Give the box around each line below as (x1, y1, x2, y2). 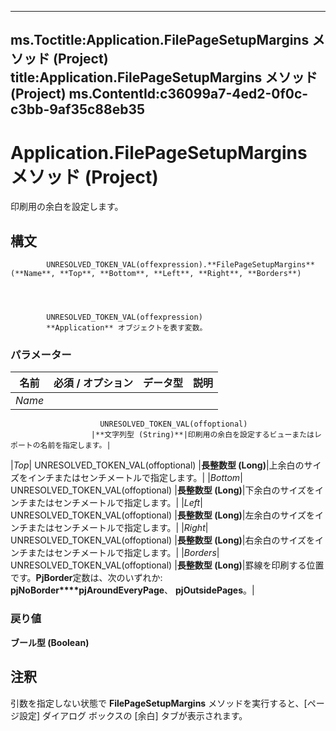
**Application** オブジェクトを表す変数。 (46, 323, 208, 333)
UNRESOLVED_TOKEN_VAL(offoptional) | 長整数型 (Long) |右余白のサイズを (10, 534, 316, 546)
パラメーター (10, 348, 72, 362)
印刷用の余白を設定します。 (10, 201, 124, 213)
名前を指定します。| (39, 441, 112, 451)
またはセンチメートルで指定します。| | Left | (27, 497, 203, 509)
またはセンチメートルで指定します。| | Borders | (27, 547, 220, 559)
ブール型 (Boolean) (10, 636, 90, 648)
